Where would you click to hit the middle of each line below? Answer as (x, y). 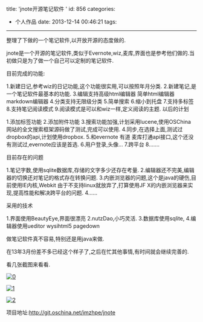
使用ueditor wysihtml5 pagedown (58, 226)
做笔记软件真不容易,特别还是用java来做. (55, 239)
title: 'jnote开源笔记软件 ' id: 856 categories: (61, 9)
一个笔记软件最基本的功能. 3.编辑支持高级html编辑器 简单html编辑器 (91, 94)
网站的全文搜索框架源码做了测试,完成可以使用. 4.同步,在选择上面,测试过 (95, 129)
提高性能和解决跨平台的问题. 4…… (55, 193)
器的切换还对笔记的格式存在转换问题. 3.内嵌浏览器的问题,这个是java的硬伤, (99, 178)
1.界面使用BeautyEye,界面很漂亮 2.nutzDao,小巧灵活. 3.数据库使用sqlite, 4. (99, 218)
